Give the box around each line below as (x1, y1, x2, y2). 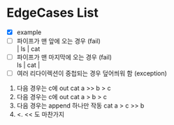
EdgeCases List (6, 5, 99, 21)
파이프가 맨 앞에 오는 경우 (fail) (16, 37, 101, 45)
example (16, 28, 42, 36)
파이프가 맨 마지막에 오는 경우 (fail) (16, 53, 113, 61)
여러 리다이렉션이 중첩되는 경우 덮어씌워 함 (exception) (16, 69, 167, 78)
